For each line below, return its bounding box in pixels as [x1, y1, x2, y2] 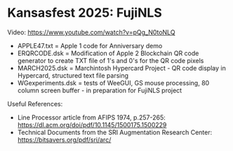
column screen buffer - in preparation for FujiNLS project [17, 86, 182, 94]
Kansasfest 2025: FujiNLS [7, 5, 163, 21]
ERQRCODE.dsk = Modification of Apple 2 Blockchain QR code [17, 49, 199, 57]
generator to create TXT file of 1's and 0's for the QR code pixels [17, 56, 204, 64]
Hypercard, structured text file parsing [17, 71, 128, 80]
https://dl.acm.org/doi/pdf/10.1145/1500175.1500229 [17, 120, 167, 129]
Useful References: [7, 99, 63, 108]
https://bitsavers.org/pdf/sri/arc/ [17, 135, 112, 144]
